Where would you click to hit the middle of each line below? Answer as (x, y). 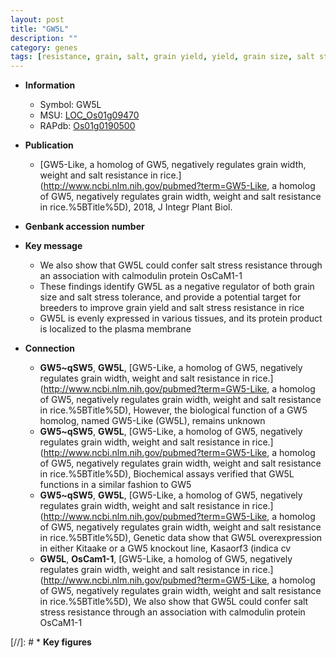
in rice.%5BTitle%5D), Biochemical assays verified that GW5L (167, 474)
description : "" (44, 38)
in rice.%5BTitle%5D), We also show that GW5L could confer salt (174, 602)
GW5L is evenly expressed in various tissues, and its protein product (181, 318)
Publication (49, 145)
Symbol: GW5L (70, 105)
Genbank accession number (84, 227)
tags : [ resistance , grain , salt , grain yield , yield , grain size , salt (162, 57)
